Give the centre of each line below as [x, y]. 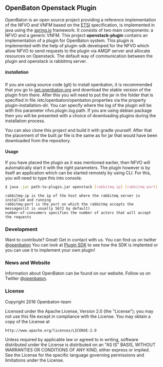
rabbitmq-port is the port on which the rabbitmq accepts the [69, 204]
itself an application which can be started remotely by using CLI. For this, [78, 173]
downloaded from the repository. [38, 140]
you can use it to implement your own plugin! [50, 250]
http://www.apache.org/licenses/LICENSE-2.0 [51, 330]
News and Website [28, 263]
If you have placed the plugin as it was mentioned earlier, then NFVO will [78, 162]
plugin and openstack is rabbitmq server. [46, 61]
